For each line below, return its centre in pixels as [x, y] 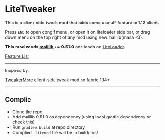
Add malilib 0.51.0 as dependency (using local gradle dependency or [82, 117]
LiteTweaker [31, 9]
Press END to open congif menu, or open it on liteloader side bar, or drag [78, 32]
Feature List [17, 56]
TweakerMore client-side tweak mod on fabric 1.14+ [57, 80]
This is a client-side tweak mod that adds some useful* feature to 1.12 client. [82, 23]
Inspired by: [17, 70]
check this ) [24, 122]
